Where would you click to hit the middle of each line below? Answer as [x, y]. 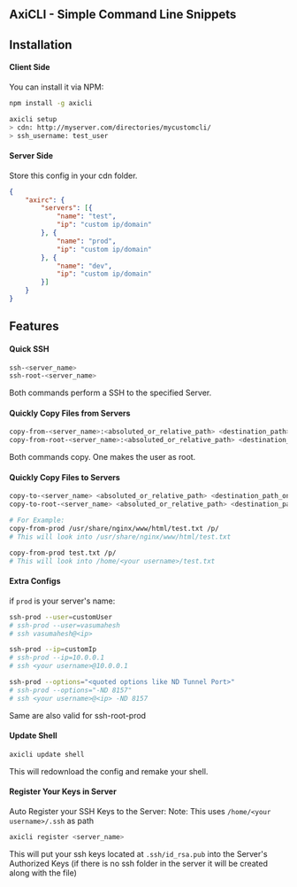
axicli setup [33, 119]
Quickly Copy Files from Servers [70, 413]
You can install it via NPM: [57, 87]
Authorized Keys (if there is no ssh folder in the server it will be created [138, 863]
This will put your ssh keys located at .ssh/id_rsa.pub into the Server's [138, 853]
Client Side [30, 67]
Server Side [31, 156]
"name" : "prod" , [86, 241]
